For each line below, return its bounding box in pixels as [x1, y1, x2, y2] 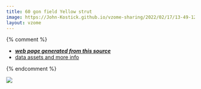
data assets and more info [14, 54, 80, 61]
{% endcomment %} [6, 65, 57, 72]
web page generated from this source [14, 47, 111, 55]
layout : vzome [6, 20, 42, 26]
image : [6, 14, 23, 20]
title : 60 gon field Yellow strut [6, 8, 93, 15]
